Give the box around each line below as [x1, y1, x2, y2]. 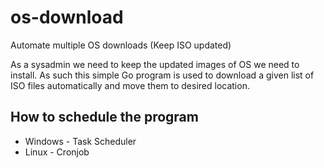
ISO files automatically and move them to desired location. [10, 79, 250, 91]
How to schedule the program [10, 109, 199, 126]
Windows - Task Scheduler [24, 135, 137, 147]
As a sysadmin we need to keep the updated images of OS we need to [10, 58, 300, 70]
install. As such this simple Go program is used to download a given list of [10, 69, 315, 81]
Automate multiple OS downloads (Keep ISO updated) [10, 39, 232, 51]
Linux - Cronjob [24, 146, 90, 158]
